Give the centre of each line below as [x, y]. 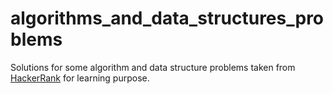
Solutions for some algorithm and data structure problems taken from [153, 67]
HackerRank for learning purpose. [80, 78]
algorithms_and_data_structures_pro [167, 18]
